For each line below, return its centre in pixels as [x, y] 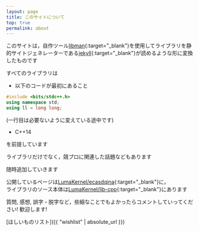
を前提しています [27, 144]
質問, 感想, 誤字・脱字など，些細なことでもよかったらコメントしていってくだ [100, 201]
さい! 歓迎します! [27, 209]
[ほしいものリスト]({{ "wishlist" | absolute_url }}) [66, 222]
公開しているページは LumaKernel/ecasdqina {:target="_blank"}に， [88, 182]
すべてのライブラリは [32, 73]
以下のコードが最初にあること [51, 86]
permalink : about [28, 28]
